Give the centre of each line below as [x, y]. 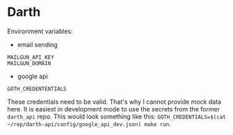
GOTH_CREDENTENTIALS [37, 89]
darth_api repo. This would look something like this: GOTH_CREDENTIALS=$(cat [116, 116]
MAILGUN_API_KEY [31, 57]
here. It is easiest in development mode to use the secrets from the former [114, 109]
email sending [37, 44]
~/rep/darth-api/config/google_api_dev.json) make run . [89, 124]
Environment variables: [40, 31]
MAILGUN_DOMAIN [29, 63]
